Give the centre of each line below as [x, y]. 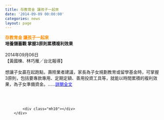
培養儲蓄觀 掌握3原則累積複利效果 [39, 44]
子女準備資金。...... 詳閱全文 [45, 84]
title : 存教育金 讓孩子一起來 [32, 9]
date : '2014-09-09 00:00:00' [35, 14]
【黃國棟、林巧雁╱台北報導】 [35, 61]
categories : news [23, 18]
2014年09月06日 [22, 55]
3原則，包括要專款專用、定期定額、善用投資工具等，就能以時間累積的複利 [79, 78]
